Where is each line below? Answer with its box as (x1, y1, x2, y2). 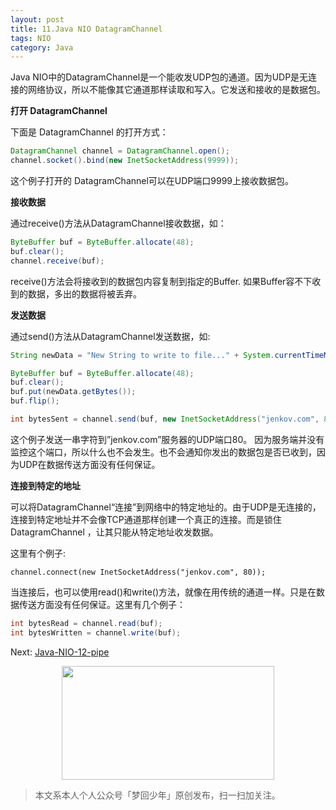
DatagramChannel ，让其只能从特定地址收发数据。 (10, 526, 219, 538)
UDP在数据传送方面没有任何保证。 (18, 458, 161, 470)
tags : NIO (10, 33, 52, 43)
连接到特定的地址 (10, 479, 81, 491)
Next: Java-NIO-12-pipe (10, 646, 110, 658)
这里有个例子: (10, 547, 67, 559)
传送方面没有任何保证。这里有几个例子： (18, 598, 186, 610)
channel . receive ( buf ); (10, 256, 105, 266)
